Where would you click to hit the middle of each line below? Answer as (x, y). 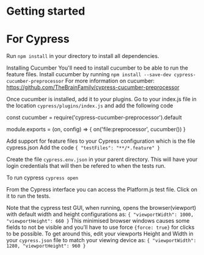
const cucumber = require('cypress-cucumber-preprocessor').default (94, 118)
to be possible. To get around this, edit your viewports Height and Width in (100, 234)
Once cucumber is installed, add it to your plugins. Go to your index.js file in (101, 99)
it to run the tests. (28, 196)
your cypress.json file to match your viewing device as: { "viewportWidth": (101, 240)
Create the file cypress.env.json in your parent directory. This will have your (102, 159)
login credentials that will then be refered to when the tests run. (86, 166)
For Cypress (38, 39)
